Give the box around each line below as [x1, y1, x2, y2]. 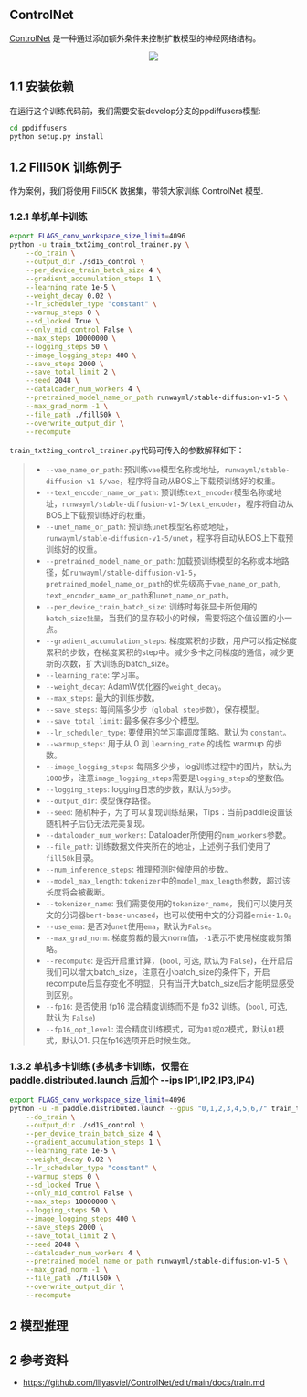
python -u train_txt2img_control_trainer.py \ [9, 240, 190, 249]
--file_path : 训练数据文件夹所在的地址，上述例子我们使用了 [45, 841, 272, 852]
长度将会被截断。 [45, 886, 111, 898]
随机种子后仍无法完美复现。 [45, 818, 151, 830]
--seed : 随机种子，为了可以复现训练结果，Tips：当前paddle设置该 [45, 807, 294, 818]
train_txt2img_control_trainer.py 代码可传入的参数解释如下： [9, 445, 245, 456]
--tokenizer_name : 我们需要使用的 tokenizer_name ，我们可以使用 [45, 898, 286, 909]
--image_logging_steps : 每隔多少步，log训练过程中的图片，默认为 [45, 761, 292, 772]
